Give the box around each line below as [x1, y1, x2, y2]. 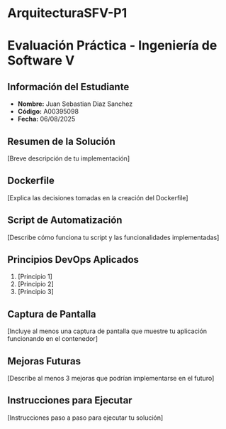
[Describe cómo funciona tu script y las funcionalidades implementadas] [7, 233, 220, 241]
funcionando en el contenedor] [7, 335, 98, 343]
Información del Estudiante [7, 80, 130, 93]
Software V [7, 53, 75, 69]
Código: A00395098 [17, 107, 79, 116]
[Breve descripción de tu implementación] [7, 154, 130, 163]
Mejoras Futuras [7, 355, 81, 367]
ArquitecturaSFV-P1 [7, 5, 128, 21]
